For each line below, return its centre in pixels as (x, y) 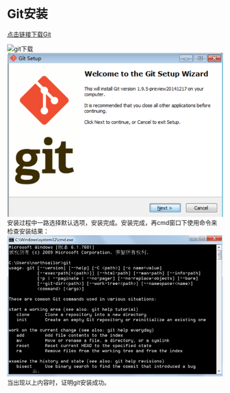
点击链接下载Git (29, 34)
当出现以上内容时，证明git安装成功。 (59, 383)
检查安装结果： (28, 231)
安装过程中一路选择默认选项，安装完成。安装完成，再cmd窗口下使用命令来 (112, 223)
